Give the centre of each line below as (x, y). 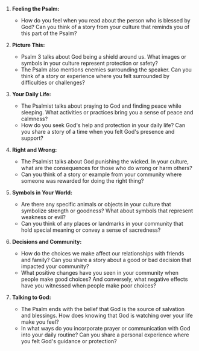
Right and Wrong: (34, 150)
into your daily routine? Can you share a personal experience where (105, 335)
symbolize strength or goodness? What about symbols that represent (107, 211)
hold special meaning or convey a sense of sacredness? (91, 230)
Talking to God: (31, 297)
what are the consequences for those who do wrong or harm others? (107, 168)
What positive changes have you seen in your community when (100, 273)
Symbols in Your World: (42, 192)
